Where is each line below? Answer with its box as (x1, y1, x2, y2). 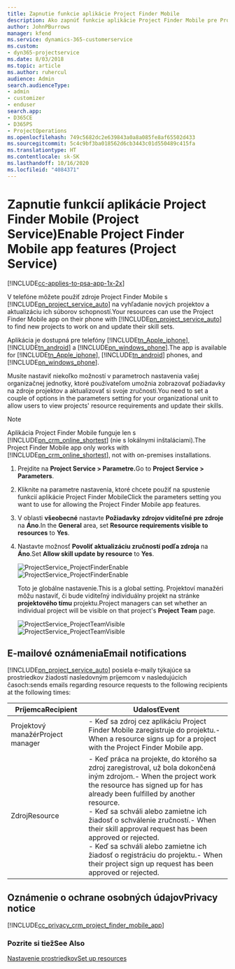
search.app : (7, 108, 42, 115)
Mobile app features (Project (7, 241, 177, 257)
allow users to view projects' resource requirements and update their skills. (7, 401, 224, 410)
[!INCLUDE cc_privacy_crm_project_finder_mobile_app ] (7, 921, 164, 930)
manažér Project (10, 730, 63, 740)
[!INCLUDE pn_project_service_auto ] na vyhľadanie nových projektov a (7, 300, 210, 308)
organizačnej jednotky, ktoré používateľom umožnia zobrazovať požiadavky (7, 379, 226, 387)
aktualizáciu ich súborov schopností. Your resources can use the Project (7, 307, 214, 315)
